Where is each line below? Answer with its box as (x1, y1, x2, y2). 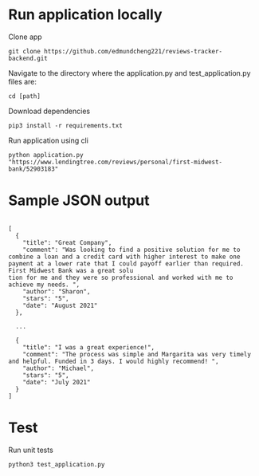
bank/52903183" (8, 165, 59, 173)
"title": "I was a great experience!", (22, 343, 155, 352)
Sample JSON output (8, 191, 150, 210)
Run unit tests (8, 445, 53, 454)
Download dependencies (8, 106, 90, 116)
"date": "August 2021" (22, 301, 98, 309)
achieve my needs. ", (8, 281, 80, 289)
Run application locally (8, 6, 163, 24)
